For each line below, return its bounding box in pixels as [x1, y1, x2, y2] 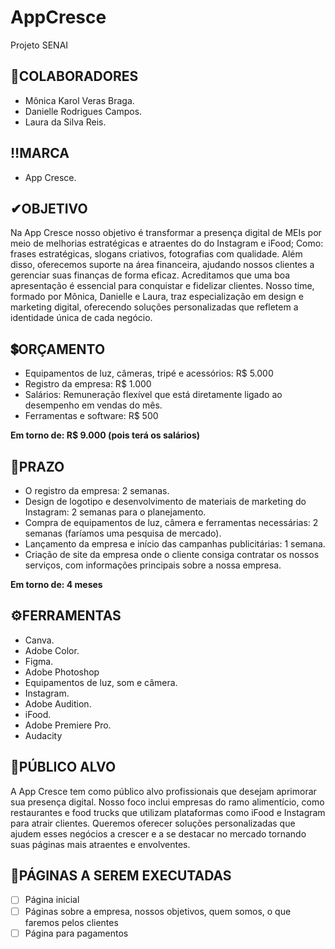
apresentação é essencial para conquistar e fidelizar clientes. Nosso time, [10, 280, 315, 292]
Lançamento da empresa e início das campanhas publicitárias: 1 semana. [24, 538, 326, 550]
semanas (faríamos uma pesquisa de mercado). [24, 527, 222, 539]
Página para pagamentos [24, 927, 129, 939]
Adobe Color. [24, 644, 80, 656]
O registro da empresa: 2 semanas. [24, 485, 170, 496]
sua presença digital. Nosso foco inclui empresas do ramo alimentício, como [10, 796, 325, 808]
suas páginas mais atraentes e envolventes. [10, 838, 191, 850]
